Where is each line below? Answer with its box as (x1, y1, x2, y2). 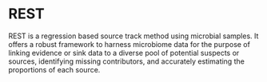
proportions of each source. (8, 64, 101, 74)
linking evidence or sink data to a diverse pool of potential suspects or (8, 48, 240, 57)
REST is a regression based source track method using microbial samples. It (8, 31, 259, 41)
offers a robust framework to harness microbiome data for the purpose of (8, 39, 250, 49)
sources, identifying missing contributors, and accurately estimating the (8, 57, 245, 66)
